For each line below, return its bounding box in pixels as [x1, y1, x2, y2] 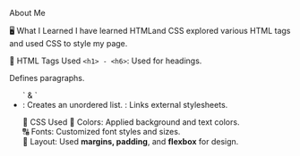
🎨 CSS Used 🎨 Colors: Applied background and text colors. [21, 117, 240, 127]
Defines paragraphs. [9, 73, 85, 83]
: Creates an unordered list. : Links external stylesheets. [21, 100, 228, 110]
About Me [9, 8, 47, 18]
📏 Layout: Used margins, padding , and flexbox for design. [21, 136, 239, 146]
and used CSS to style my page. [9, 38, 128, 48]
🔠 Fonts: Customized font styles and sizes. [21, 127, 181, 136]
